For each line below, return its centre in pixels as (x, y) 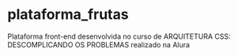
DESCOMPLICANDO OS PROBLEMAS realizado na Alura (99, 44)
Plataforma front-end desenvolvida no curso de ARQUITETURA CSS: (119, 36)
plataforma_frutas (68, 15)
